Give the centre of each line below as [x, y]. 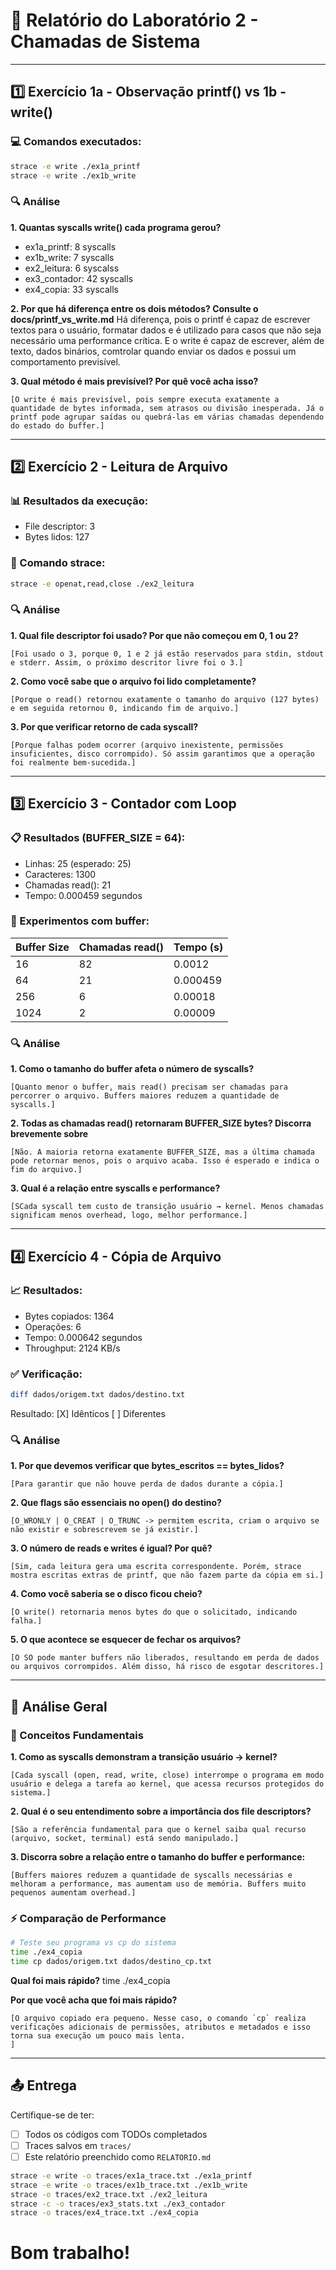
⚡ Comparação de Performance [88, 1918]
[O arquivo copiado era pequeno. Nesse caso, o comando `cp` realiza [158, 2018]
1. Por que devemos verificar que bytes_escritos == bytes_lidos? [147, 1466]
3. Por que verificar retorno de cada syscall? [104, 726]
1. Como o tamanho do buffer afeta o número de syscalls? [132, 1069]
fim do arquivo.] [46, 1170]
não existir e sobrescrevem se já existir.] [104, 1530]
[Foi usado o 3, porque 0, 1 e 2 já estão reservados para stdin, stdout [167, 654]
